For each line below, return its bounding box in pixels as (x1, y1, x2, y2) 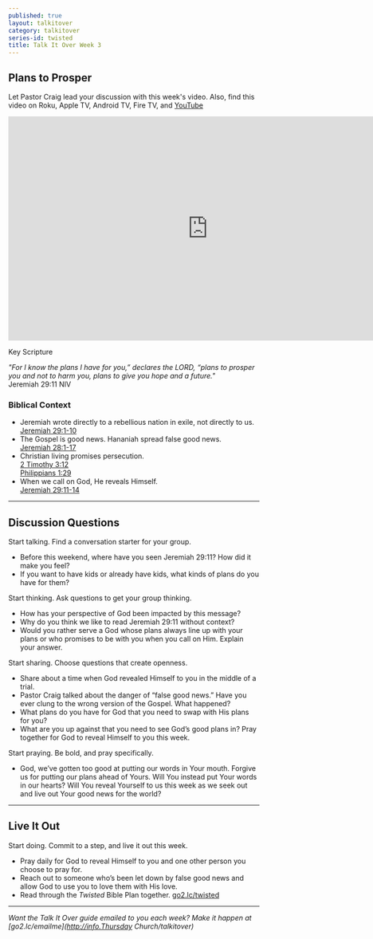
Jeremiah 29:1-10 (19, 426, 77, 435)
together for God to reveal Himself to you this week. (19, 733, 190, 742)
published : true (8, 11, 62, 20)
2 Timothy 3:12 (19, 460, 69, 469)
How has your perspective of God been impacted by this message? (19, 609, 241, 619)
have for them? (19, 578, 70, 587)
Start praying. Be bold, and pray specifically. (8, 748, 154, 758)
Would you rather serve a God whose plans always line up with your (19, 626, 243, 635)
